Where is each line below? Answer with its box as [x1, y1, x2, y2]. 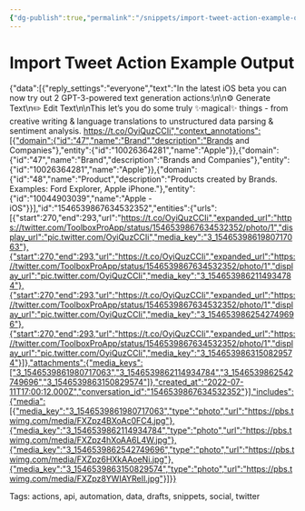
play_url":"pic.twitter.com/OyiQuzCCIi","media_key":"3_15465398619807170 [9, 231, 293, 242]
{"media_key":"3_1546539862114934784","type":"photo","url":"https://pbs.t [9, 425, 292, 436]
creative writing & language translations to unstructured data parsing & [9, 115, 274, 126]
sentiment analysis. [9, 125, 82, 136]
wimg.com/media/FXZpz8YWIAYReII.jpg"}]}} [9, 473, 177, 484]
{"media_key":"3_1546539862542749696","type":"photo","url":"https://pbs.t [9, 444, 295, 455]
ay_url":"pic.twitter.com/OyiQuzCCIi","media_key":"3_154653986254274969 [9, 308, 295, 319]
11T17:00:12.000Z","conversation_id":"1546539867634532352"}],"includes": [9, 386, 295, 396]
